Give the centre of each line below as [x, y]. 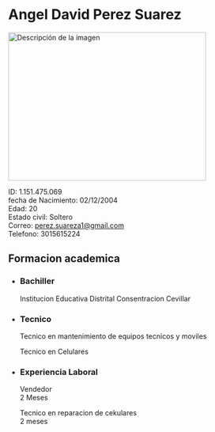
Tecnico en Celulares [54, 351]
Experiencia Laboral [59, 372]
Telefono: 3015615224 [44, 233]
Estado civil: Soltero [41, 217]
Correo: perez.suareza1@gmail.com [66, 225]
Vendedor [36, 389]
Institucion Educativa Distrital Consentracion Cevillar [105, 298]
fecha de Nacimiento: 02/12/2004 [63, 200]
